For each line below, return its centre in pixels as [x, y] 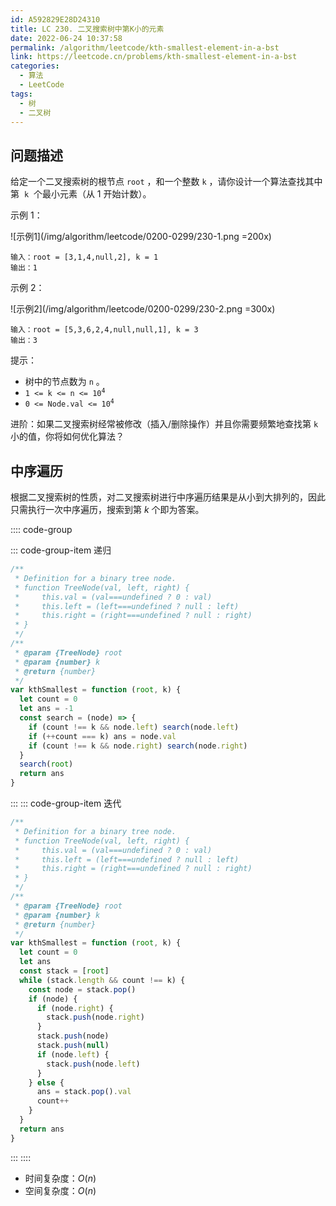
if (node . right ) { [75, 1008]
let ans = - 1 [46, 709]
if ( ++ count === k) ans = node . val [102, 736]
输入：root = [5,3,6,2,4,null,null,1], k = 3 [104, 330]
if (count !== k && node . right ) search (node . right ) [138, 746]
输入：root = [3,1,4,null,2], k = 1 [84, 257]
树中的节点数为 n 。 [64, 382]
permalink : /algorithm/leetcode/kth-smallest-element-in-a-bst [145, 47]
